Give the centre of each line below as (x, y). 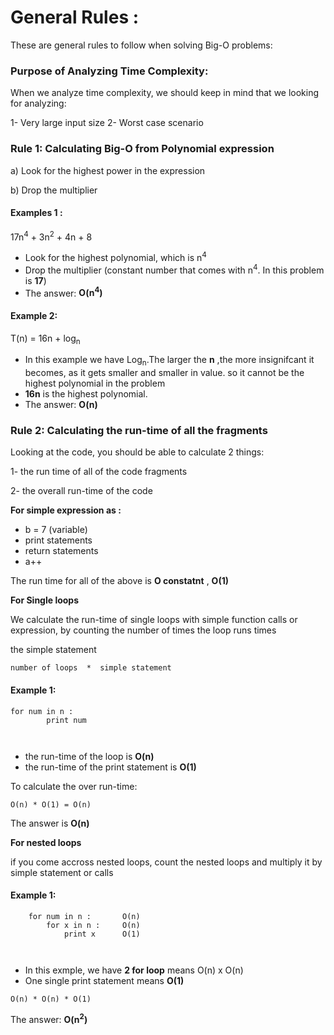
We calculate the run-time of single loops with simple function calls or (154, 620)
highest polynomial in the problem (95, 383)
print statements (58, 540)
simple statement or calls (62, 872)
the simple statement (53, 650)
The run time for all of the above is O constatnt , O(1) (119, 581)
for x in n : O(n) (93, 925)
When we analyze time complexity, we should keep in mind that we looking (165, 93)
